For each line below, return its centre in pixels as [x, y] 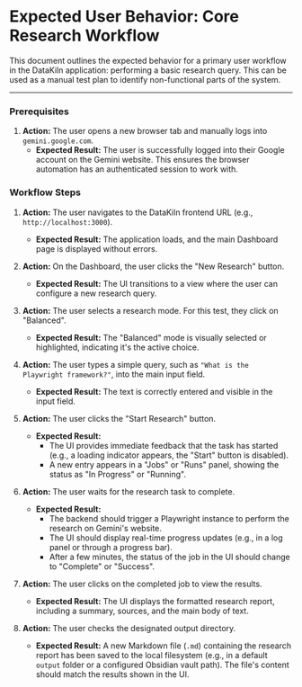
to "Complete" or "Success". [102, 566]
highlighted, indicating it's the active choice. [117, 347]
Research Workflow [84, 36]
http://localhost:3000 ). [67, 221]
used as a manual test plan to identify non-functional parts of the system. [145, 79]
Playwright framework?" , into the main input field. [114, 374]
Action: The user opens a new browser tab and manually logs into [145, 131]
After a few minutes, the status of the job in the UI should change [169, 557]
